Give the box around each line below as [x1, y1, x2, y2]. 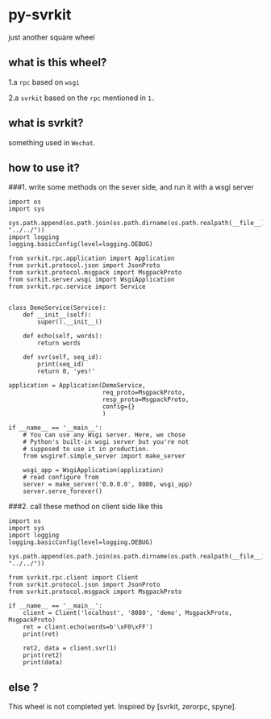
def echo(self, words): [23, 332, 103, 341]
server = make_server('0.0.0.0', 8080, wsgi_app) [23, 480, 194, 489]
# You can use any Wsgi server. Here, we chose [23, 431, 186, 439]
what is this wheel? [8, 56, 107, 69]
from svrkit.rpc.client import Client [8, 574, 139, 582]
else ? [8, 680, 39, 694]
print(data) [23, 658, 63, 667]
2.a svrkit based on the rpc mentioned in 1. [8, 93, 156, 102]
